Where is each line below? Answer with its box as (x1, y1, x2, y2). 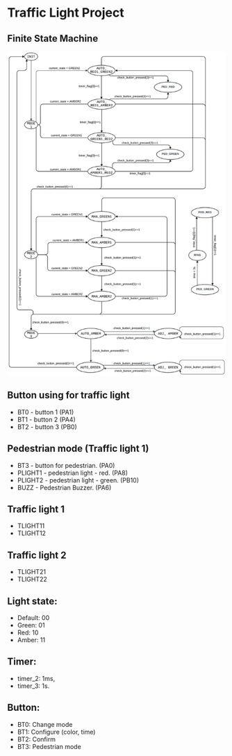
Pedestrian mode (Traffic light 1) (7, 443, 149, 455)
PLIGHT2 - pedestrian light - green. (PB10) (17, 476, 140, 484)
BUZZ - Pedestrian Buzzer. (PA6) (17, 483, 112, 492)
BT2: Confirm (17, 734, 56, 744)
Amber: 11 (17, 636, 46, 644)
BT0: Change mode (17, 720, 73, 728)
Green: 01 (17, 621, 45, 630)
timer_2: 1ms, (17, 674, 56, 682)
